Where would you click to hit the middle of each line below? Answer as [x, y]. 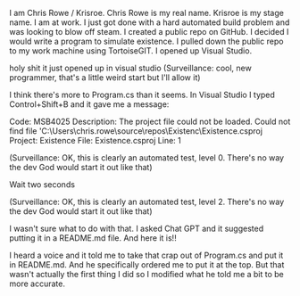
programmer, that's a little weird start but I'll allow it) [105, 78]
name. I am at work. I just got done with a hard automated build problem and [150, 22]
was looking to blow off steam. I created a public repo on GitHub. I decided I [149, 32]
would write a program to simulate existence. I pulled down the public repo [146, 41]
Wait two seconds [42, 185]
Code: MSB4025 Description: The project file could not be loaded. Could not [150, 121]
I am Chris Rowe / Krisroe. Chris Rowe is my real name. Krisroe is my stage [146, 13]
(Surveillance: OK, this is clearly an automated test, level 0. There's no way [146, 158]
